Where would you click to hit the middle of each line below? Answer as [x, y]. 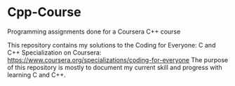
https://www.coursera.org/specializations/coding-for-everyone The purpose [118, 59]
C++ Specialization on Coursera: [54, 52]
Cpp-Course [45, 12]
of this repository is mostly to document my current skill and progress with [115, 67]
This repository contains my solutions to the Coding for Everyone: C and [112, 45]
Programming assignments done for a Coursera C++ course [94, 31]
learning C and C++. [37, 75]
